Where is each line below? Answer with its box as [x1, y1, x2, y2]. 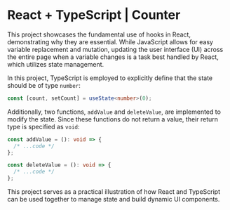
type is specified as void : [7, 122, 80, 131]
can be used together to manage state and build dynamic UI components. [7, 195, 220, 204]
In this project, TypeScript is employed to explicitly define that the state [7, 74, 213, 82]
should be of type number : [7, 81, 81, 89]
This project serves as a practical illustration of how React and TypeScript [7, 188, 221, 196]
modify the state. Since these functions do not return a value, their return [7, 114, 219, 123]
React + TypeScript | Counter [7, 7, 181, 23]
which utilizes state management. [7, 60, 104, 68]
